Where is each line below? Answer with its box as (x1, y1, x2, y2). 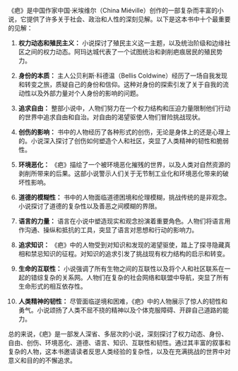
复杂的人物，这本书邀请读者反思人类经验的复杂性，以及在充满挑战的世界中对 (8, 348, 231, 355)
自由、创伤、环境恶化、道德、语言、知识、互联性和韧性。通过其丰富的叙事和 (8, 339, 231, 347)
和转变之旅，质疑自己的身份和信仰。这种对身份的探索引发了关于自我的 (18, 80, 223, 88)
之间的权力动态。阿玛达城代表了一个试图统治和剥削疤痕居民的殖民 (24, 48, 217, 56)
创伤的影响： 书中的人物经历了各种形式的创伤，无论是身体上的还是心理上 (18, 128, 231, 136)
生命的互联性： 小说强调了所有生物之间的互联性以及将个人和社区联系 (18, 264, 218, 273)
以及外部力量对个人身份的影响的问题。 (30, 89, 143, 97)
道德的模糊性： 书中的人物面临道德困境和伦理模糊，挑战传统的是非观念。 (18, 193, 231, 201)
